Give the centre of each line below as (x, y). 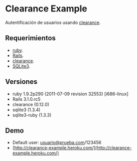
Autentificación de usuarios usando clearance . (53, 22)
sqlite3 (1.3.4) (26, 110)
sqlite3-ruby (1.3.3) (32, 115)
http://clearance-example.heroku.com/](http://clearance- (73, 148)
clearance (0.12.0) (31, 104)
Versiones (21, 82)
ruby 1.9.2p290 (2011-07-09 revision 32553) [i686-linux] (70, 94)
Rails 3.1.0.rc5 (26, 99)
